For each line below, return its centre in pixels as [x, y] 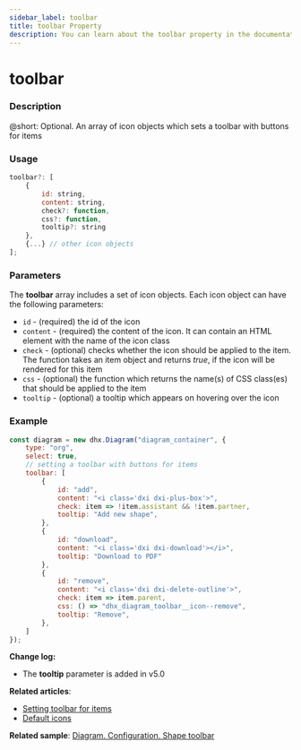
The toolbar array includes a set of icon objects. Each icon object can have [148, 295]
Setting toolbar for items [67, 709]
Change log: [33, 657]
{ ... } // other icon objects [80, 244]
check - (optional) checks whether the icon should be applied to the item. [156, 350]
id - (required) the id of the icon [81, 322]
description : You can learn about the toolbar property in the [130, 34]
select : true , [52, 457]
